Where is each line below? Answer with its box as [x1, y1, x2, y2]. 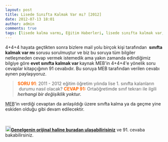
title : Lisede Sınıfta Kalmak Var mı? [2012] [5, 12, 101, 17]
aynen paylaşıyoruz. [5, 71, 46, 76]
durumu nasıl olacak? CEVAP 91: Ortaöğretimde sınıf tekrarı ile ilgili [18, 86, 157, 91]
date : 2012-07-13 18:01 [5, 16, 55, 21]
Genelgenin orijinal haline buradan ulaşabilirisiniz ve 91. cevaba [10, 127, 145, 132]
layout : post [5, 7, 32, 12]
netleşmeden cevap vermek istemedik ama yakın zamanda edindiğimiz [5, 55, 151, 60]
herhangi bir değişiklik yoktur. [17, 91, 81, 97]
